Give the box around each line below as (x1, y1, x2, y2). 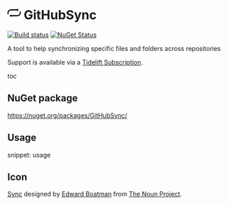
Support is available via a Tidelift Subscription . (7, 57, 143, 66)
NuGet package (7, 92, 78, 104)
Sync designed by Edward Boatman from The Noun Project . (7, 190, 183, 199)
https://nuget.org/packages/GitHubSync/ (7, 111, 128, 119)
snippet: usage (7, 150, 51, 159)
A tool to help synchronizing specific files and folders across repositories (7, 44, 222, 52)
